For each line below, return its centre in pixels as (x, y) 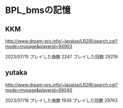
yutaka (16, 73)
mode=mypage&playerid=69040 (39, 90)
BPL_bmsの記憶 (38, 10)
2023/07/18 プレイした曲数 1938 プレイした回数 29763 (61, 100)
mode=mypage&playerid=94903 (39, 46)
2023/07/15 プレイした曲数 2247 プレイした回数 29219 (61, 56)
